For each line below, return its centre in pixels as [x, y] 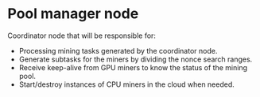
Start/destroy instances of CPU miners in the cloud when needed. [127, 84]
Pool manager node [73, 14]
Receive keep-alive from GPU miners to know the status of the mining [133, 67]
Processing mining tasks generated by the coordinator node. [118, 50]
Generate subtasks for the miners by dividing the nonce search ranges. [136, 59]
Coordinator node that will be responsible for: [82, 35]
